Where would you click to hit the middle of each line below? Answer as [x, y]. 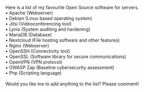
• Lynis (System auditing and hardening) [48, 29]
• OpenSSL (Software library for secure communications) [66, 57]
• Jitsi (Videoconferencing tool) [38, 24]
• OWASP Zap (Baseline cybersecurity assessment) [60, 67]
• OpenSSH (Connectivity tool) [38, 51]
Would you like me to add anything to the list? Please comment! [72, 84]
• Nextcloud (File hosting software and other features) [63, 40]
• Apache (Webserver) [29, 13]
